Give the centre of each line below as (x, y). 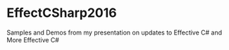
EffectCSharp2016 (62, 13)
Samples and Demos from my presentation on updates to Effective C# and (114, 32)
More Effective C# (33, 39)
